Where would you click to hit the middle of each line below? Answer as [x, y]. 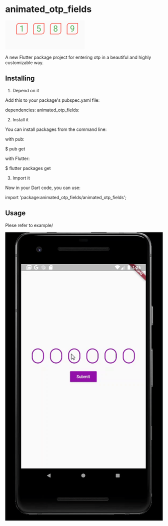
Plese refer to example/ [29, 225]
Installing [20, 78]
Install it [20, 119]
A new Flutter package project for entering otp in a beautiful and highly [78, 57]
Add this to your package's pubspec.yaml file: [52, 100]
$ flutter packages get [28, 168]
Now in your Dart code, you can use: [43, 188]
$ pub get [15, 148]
